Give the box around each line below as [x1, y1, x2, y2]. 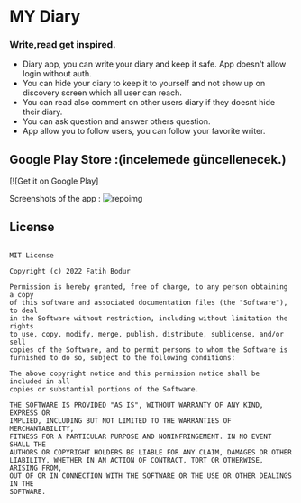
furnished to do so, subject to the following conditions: [9, 354, 236, 363]
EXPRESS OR [9, 409, 50, 418]
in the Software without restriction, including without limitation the [9, 314, 288, 323]
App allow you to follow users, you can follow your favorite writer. [22, 126, 266, 137]
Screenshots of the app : [9, 193, 101, 204]
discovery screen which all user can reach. [22, 87, 182, 98]
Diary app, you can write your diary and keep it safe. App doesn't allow [22, 58, 287, 69]
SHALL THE [9, 440, 47, 449]
